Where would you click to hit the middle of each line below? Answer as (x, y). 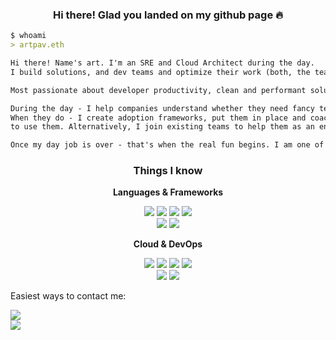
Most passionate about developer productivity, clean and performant (158, 90)
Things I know (168, 171)
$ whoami (28, 36)
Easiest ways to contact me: (68, 296)
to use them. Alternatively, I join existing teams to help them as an (162, 127)
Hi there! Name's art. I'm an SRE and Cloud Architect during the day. (162, 63)
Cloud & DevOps (168, 244)
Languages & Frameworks (168, 192)
